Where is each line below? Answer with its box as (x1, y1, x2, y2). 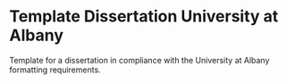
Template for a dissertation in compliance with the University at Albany (9, 55, 270, 65)
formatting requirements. (9, 64, 101, 75)
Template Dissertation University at (9, 6, 279, 27)
